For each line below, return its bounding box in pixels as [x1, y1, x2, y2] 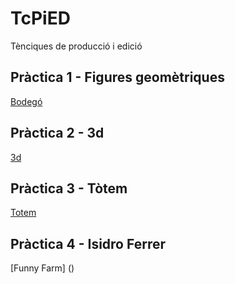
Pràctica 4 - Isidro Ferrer [10, 235, 167, 252]
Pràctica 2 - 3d [10, 125, 105, 142]
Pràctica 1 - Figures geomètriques [10, 69, 225, 86]
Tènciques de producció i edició [10, 40, 143, 52]
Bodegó [10, 95, 43, 107]
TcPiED [10, 7, 71, 30]
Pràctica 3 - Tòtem [10, 180, 128, 197]
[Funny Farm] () [10, 262, 75, 274]
